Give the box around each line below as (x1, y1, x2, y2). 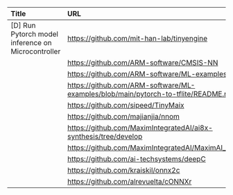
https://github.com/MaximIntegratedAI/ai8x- (67, 123, 213, 133)
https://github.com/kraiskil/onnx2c (67, 166, 180, 175)
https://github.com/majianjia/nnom (67, 112, 180, 121)
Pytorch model (10, 29, 59, 39)
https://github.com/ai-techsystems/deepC (67, 154, 206, 164)
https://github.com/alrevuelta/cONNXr (67, 177, 192, 186)
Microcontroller (10, 46, 61, 56)
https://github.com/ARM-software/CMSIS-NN (67, 58, 218, 67)
